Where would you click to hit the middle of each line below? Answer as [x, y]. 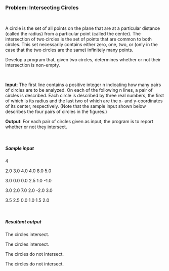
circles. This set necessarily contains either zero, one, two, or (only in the [82, 45]
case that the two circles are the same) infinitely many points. [69, 50]
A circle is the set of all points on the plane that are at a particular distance [83, 28]
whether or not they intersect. [36, 127]
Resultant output [23, 221]
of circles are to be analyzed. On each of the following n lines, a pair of [79, 90]
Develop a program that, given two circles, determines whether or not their [83, 60]
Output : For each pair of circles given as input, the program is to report [79, 122]
